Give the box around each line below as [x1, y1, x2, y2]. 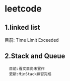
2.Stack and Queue [4, 52, 66, 60]
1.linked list [4, 23, 40, 32]
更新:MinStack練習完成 [9, 71, 52, 76]
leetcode [4, 3, 42, 15]
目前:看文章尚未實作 [9, 66, 45, 71]
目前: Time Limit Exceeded [4, 37, 59, 43]
